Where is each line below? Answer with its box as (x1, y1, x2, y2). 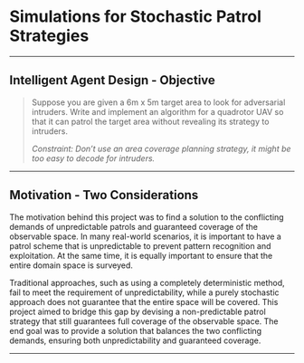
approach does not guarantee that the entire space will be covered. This (9, 296, 279, 307)
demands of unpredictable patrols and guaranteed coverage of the (9, 221, 258, 232)
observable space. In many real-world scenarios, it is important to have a (9, 231, 282, 242)
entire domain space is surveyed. (9, 260, 134, 271)
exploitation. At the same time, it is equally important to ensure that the (9, 250, 273, 261)
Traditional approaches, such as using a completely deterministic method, (9, 277, 285, 288)
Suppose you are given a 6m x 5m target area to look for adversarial (31, 97, 286, 108)
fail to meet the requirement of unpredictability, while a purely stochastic (9, 287, 280, 298)
